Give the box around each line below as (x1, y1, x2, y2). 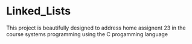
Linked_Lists (6, 4, 71, 18)
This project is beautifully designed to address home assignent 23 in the (6, 24, 186, 31)
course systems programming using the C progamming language (6, 30, 168, 37)
